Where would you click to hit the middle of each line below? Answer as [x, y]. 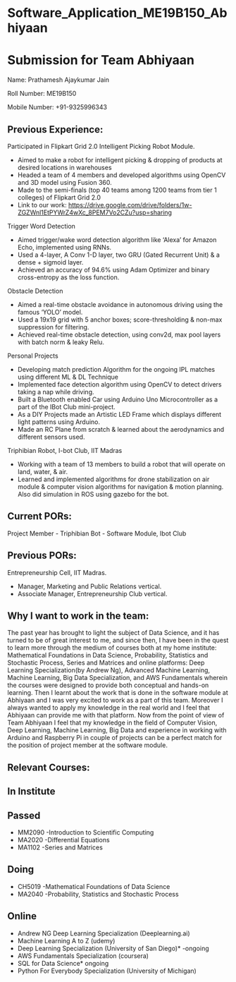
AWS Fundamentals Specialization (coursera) [83, 956]
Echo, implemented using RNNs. [64, 247]
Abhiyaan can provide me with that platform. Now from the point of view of [116, 715]
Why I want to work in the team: [78, 616]
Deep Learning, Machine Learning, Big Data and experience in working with [117, 730]
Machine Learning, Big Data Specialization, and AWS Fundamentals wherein [117, 678]
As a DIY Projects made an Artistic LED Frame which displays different [119, 414]
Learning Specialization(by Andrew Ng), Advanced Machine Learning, [108, 670]
